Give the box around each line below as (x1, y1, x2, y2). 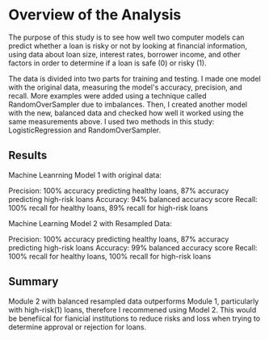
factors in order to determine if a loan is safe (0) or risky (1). (8, 58, 208, 68)
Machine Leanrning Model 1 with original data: (8, 170, 162, 179)
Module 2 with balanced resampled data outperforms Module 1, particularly (8, 296, 259, 306)
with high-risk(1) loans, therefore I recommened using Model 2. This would (8, 304, 257, 314)
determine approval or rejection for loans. (8, 321, 147, 332)
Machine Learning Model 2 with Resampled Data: (8, 218, 172, 228)
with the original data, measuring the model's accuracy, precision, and (8, 82, 242, 92)
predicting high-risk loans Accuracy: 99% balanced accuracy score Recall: (8, 242, 258, 252)
